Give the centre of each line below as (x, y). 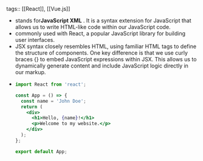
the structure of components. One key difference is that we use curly (101, 53)
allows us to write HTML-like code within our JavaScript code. (93, 27)
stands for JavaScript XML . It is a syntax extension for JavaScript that (103, 20)
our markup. (30, 72)
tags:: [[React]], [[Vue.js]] (38, 9)
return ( (32, 107)
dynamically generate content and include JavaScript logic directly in (101, 66)
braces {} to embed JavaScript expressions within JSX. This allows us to (106, 59)
